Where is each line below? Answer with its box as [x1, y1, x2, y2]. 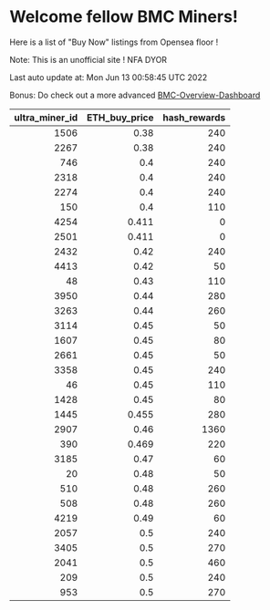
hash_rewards [162, 111, 226, 124]
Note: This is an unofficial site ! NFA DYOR [9, 54, 167, 65]
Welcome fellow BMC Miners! [9, 6, 239, 27]
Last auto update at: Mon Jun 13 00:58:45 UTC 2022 [9, 71, 208, 83]
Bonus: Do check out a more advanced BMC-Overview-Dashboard [9, 89, 261, 100]
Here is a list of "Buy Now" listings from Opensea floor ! [9, 36, 219, 47]
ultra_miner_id [14, 111, 78, 124]
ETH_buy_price [86, 111, 154, 124]
